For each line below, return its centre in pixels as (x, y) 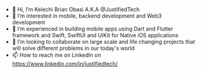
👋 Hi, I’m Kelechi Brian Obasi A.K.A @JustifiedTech (76, 9)
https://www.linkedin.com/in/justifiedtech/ (65, 64)
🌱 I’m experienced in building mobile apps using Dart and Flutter (93, 29)
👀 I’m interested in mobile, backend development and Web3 (87, 16)
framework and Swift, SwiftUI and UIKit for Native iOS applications (95, 35)
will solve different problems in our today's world (73, 48)
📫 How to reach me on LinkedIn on (57, 55)
